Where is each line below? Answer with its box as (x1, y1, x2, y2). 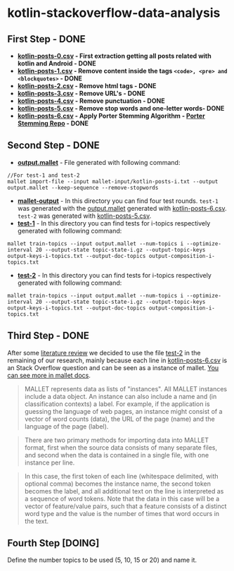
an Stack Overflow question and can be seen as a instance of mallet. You (7, 363, 219, 372)
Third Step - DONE (7, 330, 89, 342)
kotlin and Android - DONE (17, 59, 96, 68)
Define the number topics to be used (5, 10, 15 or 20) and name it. (7, 555, 197, 565)
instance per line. (24, 458, 75, 467)
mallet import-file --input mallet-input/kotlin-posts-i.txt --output (7, 178, 219, 185)
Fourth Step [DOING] (7, 537, 100, 549)
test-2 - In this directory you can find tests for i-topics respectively (17, 271, 212, 279)
